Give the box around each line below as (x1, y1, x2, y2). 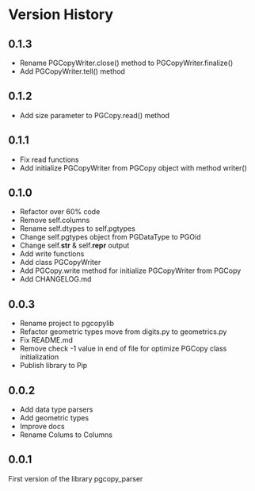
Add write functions (19, 249, 85, 259)
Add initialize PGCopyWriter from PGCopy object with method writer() (19, 163, 248, 172)
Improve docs (19, 422, 65, 432)
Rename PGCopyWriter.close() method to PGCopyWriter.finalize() (19, 58, 234, 67)
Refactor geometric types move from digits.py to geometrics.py (19, 327, 227, 336)
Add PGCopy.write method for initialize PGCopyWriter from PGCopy (19, 266, 242, 275)
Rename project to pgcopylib (19, 319, 115, 328)
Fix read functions (19, 155, 79, 164)
